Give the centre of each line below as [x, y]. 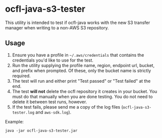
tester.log [23, 113]
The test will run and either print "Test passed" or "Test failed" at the [81, 81]
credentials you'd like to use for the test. [53, 60]
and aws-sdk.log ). [53, 112]
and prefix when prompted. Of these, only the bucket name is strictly [81, 70]
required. [21, 76]
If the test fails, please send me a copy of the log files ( [68, 107]
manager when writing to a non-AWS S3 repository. [57, 27]
